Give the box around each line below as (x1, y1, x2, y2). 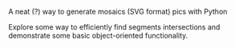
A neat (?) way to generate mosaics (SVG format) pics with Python (8, 7, 228, 16)
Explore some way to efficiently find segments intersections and (8, 22, 221, 31)
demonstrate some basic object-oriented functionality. (8, 31, 188, 40)
